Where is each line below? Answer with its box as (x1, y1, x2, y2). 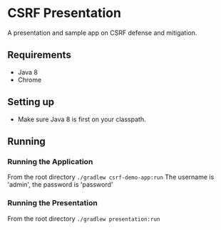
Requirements (7, 49, 71, 61)
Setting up (7, 96, 55, 108)
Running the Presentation (7, 198, 98, 208)
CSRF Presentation (7, 5, 121, 21)
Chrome (17, 75, 42, 84)
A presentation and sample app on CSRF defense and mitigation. (7, 28, 197, 37)
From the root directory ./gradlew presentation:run (7, 214, 160, 223)
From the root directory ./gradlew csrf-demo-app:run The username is (7, 172, 215, 182)
